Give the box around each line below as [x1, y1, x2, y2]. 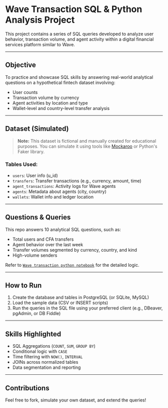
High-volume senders [12, 252, 57, 258]
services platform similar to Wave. [5, 41, 75, 47]
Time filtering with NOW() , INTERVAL [12, 354, 83, 360]
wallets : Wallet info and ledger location [12, 193, 94, 199]
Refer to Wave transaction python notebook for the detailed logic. [5, 262, 139, 268]
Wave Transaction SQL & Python [5, 4, 142, 15]
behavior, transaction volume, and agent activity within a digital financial [5, 36, 154, 42]
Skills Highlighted [5, 330, 61, 338]
